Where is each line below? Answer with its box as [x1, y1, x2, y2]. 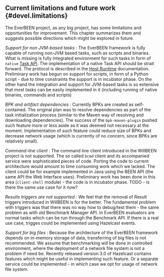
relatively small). [5, 138, 38, 144]
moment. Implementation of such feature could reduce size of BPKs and [5, 128, 152, 134]
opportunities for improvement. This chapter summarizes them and [5, 30, 141, 36]
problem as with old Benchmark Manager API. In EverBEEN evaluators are [5, 209, 155, 215]
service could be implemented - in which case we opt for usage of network [5, 261, 158, 267]
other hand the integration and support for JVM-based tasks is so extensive [5, 81, 159, 87]
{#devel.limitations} [5, 12, 68, 20]
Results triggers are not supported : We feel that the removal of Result [5, 194, 147, 200]
